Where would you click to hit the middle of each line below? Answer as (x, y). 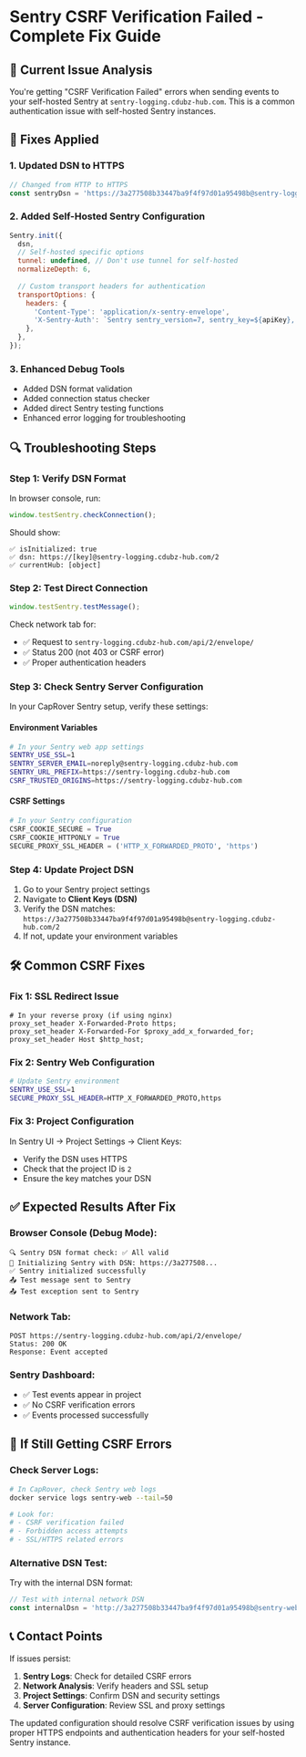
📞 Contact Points (56, 1636)
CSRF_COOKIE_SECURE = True (61, 829)
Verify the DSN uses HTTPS (75, 1159)
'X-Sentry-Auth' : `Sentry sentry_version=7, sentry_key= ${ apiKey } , (164, 320)
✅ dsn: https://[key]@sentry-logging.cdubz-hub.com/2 (114, 557)
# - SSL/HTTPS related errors (67, 1540)
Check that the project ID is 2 (77, 1169)
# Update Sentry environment (65, 1081)
